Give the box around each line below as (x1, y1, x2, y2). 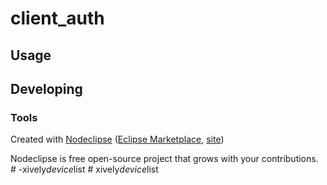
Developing (10, 80, 83, 97)
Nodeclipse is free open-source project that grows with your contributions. (10, 153, 319, 165)
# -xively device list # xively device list (10, 163, 159, 176)
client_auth (10, 7, 105, 30)
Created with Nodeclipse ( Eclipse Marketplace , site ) (10, 133, 225, 146)
